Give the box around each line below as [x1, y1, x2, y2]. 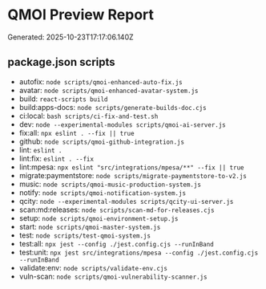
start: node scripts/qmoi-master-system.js [18, 222, 161, 231]
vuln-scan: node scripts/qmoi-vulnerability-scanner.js [18, 271, 208, 281]
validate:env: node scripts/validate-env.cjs [18, 263, 167, 272]
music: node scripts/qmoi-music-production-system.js [18, 179, 202, 189]
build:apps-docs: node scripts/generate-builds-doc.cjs [18, 102, 207, 112]
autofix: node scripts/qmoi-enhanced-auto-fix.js [18, 76, 183, 86]
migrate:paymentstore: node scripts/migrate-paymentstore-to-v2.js [18, 170, 248, 180]
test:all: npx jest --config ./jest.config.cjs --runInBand [18, 238, 214, 248]
